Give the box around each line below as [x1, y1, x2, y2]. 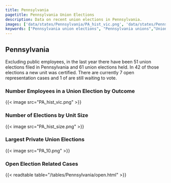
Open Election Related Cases [5, 160, 78, 167]
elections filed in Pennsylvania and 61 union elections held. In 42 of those [5, 64, 159, 70]
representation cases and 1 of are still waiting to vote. [5, 75, 117, 81]
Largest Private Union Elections [5, 136, 85, 143]
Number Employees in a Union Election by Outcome [5, 87, 135, 95]
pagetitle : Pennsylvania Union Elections [5, 12, 95, 17]
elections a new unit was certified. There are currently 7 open [5, 69, 135, 75]
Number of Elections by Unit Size [5, 112, 89, 119]
